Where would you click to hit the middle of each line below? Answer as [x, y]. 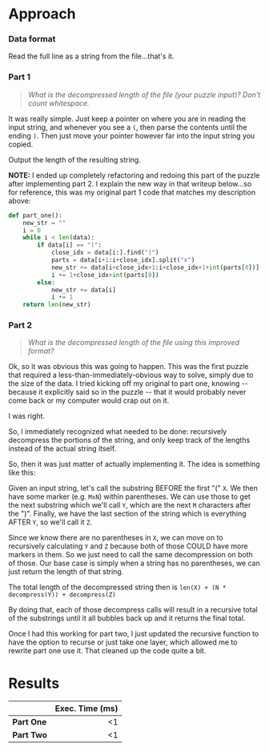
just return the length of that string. [66, 572]
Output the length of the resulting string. [75, 159]
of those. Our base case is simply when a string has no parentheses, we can [134, 563]
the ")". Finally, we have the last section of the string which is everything [127, 514]
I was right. [27, 416]
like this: [22, 472]
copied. [21, 144]
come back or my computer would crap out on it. [89, 400]
